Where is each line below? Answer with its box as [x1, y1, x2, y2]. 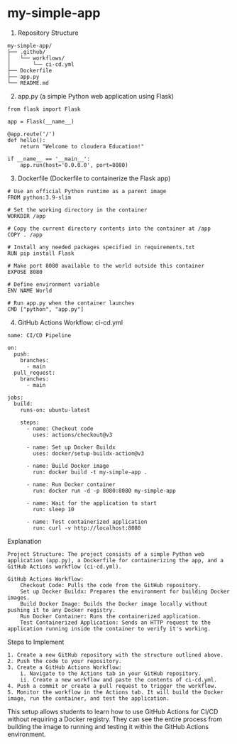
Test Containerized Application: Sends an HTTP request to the [20, 619, 211, 626]
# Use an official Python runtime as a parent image [7, 187, 167, 195]
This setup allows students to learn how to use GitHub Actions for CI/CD [7, 707, 219, 716]
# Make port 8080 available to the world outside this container [7, 262, 204, 269]
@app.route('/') [7, 130, 55, 138]
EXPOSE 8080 [7, 268, 43, 275]
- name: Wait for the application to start [26, 499, 158, 507]
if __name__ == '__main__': [7, 155, 91, 163]
